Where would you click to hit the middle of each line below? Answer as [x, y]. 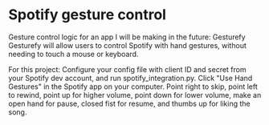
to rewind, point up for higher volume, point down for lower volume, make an [135, 95]
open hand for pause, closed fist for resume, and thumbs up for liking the [129, 103]
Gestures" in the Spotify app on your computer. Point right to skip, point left [133, 87]
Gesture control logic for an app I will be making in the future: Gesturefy [127, 37]
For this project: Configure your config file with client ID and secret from [127, 69]
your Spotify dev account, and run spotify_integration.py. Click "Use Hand [130, 78]
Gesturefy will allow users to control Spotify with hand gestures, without [127, 45]
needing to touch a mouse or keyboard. [73, 54]
